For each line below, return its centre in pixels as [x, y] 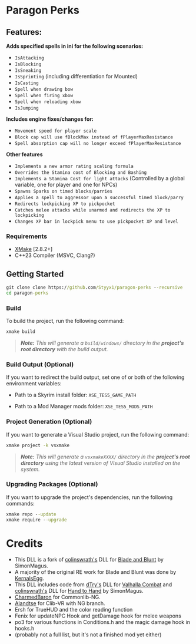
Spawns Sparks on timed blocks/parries [64, 191]
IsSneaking [28, 71]
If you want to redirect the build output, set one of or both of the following [95, 377]
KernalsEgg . [29, 579]
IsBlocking [28, 64]
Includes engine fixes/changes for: [50, 119]
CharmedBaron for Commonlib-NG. [58, 597]
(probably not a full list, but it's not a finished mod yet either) [88, 635]
